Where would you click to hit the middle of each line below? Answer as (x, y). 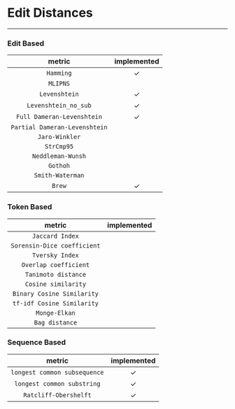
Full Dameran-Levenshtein (59, 117)
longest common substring (57, 383)
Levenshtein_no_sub (59, 106)
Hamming (59, 73)
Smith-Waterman (59, 175)
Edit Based (26, 43)
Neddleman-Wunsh (59, 156)
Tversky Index (56, 255)
